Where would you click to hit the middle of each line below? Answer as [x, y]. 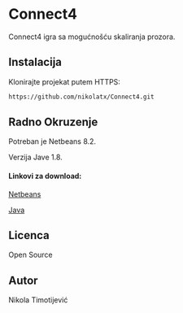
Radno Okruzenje [53, 122]
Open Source [30, 255]
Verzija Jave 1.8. [35, 157]
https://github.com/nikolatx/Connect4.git [81, 97]
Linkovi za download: [45, 176]
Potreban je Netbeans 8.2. [52, 141]
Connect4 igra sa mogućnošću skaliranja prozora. [92, 37]
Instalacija [35, 62]
